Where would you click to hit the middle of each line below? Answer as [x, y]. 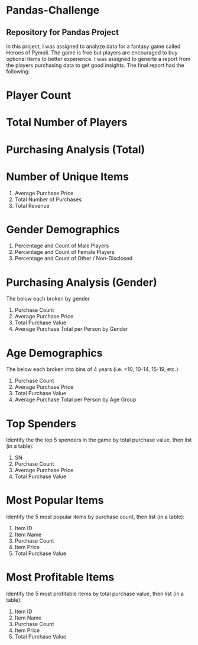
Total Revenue [32, 205]
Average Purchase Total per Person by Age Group [75, 399]
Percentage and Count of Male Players [62, 246]
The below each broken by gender [48, 299]
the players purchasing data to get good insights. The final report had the [95, 65]
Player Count [39, 96]
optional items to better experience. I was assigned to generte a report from [98, 59]
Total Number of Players [67, 122]
